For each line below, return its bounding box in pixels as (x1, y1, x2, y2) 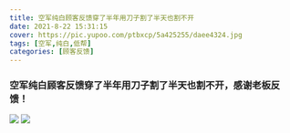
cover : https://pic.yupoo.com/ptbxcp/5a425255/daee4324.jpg (9, 30, 243, 39)
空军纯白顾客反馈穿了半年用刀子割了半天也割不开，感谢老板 (9, 79, 272, 92)
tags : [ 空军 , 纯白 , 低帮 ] (9, 38, 92, 48)
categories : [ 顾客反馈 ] (9, 47, 94, 56)
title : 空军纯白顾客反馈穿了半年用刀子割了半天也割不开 (9, 13, 194, 23)
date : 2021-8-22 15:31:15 (9, 22, 108, 31)
